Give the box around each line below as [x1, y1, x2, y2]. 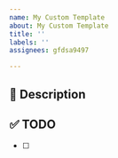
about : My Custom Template [9, 21, 109, 30]
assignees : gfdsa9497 [9, 46, 90, 55]
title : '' [9, 29, 46, 38]
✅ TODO [9, 116, 56, 131]
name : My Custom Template [9, 12, 105, 22]
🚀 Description [9, 86, 86, 102]
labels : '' [9, 37, 50, 47]
